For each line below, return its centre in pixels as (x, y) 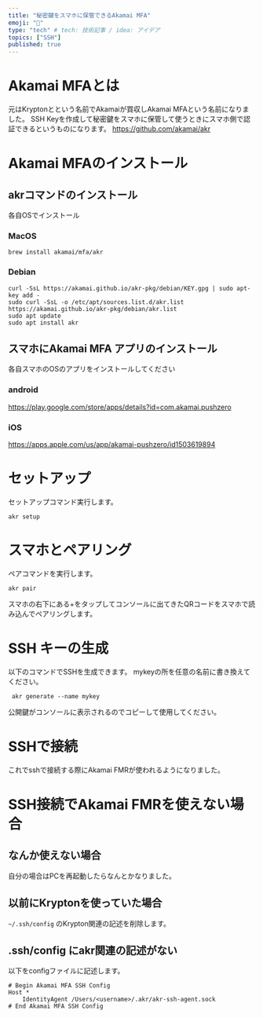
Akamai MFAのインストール (98, 164)
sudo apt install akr (44, 323)
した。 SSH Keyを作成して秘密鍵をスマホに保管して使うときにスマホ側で (126, 119)
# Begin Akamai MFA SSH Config (59, 986)
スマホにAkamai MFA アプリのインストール (113, 349)
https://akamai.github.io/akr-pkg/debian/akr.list (93, 309)
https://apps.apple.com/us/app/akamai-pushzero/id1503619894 (112, 445)
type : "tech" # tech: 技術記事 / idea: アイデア (84, 30)
